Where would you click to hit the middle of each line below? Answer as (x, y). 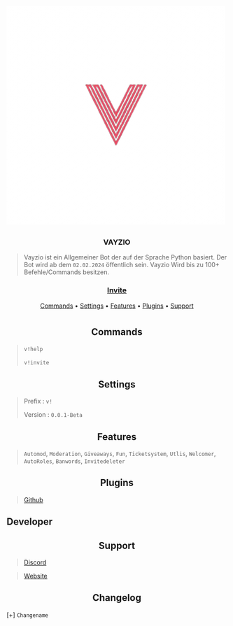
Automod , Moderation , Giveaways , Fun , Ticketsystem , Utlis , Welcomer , (120, 454)
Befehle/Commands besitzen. (66, 272)
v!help (33, 349)
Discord (35, 562)
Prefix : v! (38, 401)
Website (36, 576)
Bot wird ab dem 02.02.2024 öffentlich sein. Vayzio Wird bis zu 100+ (121, 265)
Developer (30, 522)
